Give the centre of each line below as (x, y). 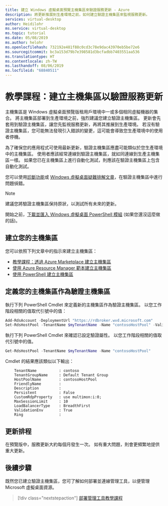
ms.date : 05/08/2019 (27, 38)
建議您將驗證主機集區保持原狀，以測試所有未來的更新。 (62, 203)
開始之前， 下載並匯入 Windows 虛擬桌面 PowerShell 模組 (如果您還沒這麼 (80, 214)
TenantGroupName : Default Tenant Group (61, 375)
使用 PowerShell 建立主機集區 (43, 274)
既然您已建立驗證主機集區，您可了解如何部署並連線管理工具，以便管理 (77, 481)
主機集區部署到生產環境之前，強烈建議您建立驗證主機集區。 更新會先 (90, 118)
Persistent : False (44, 393)
